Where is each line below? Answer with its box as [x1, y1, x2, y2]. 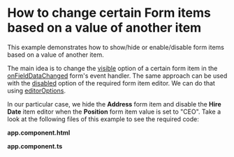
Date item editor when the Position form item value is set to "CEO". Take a [7, 107, 221, 116]
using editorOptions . [7, 86, 66, 95]
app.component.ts [7, 142, 63, 150]
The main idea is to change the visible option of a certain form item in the [7, 64, 218, 72]
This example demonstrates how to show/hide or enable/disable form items [7, 43, 225, 51]
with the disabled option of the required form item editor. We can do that [7, 78, 215, 87]
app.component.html [7, 128, 71, 137]
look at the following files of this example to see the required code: [7, 114, 199, 123]
